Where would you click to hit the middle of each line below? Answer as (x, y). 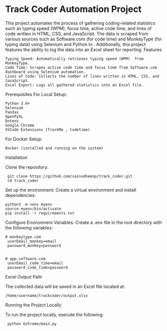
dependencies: (20, 195)
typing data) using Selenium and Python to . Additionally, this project (76, 44)
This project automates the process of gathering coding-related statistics (80, 23)
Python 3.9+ (17, 103)
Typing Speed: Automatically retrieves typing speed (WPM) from (74, 58)
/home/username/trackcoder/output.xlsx (47, 295)
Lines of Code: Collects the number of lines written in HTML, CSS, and (82, 76)
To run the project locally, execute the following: (54, 314)
